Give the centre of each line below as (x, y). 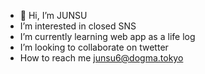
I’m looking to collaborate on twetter (94, 47)
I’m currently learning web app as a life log (107, 36)
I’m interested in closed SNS (78, 26)
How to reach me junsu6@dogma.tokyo (101, 58)
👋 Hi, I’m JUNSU (53, 15)
